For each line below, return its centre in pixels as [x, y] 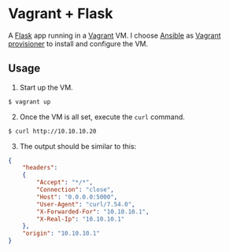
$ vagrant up [30, 102]
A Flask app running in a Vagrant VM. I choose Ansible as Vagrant [114, 35]
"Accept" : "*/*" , [65, 183]
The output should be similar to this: [78, 146]
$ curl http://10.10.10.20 [52, 131]
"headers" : [40, 168]
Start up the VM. [46, 87]
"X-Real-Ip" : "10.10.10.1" [81, 219]
